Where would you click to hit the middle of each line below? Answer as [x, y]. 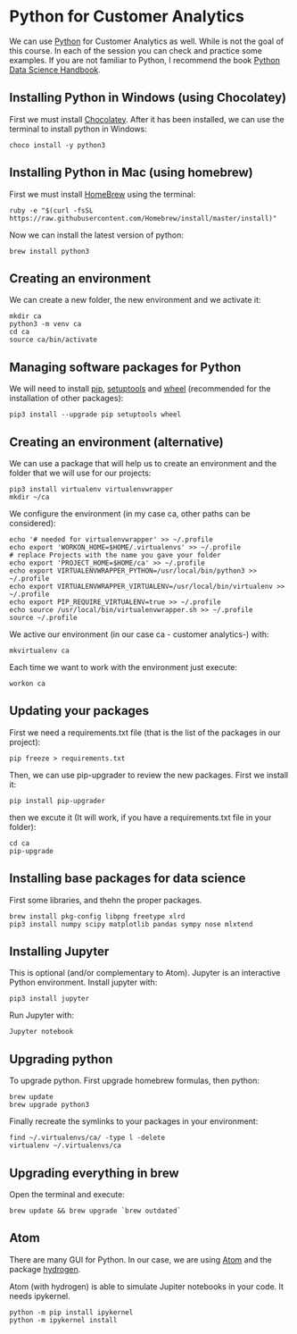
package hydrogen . [45, 1269]
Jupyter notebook [41, 1032]
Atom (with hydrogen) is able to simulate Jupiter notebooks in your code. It [146, 1286]
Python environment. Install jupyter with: [83, 982]
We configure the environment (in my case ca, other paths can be [130, 514]
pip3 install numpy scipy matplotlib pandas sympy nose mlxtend [131, 924]
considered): [33, 523]
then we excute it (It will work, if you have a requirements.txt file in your [140, 817]
